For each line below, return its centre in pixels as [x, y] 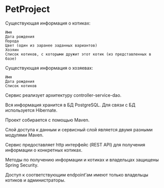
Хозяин [12, 50]
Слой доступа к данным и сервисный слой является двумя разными [79, 129]
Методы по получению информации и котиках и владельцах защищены [82, 159]
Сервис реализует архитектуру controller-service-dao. [63, 95]
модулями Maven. [24, 135]
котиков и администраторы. [35, 180]
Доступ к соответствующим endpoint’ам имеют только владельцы [77, 174]
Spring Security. [22, 165]
